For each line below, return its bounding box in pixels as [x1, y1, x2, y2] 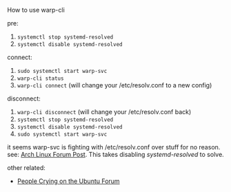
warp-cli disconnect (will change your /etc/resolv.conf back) [17, 108, 192, 116]
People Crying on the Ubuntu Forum [17, 177, 120, 185]
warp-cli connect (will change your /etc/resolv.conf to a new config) [17, 81, 212, 89]
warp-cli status [17, 75, 64, 82]
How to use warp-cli [7, 6, 66, 14]
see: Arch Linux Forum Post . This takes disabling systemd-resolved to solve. [7, 151, 224, 158]
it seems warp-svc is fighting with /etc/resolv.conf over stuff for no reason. [7, 143, 221, 151]
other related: [7, 164, 46, 171]
